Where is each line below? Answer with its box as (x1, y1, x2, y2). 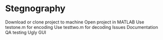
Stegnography (5, 3, 66, 14)
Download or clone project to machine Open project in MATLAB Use (5, 19, 145, 25)
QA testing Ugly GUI (5, 29, 46, 35)
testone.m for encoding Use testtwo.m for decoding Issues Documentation (5, 24, 158, 30)
